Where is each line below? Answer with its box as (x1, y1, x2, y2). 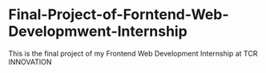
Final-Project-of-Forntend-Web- (8, 6, 230, 24)
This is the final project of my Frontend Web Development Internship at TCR (8, 48, 258, 58)
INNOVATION (8, 57, 52, 67)
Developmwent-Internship (8, 22, 188, 40)
